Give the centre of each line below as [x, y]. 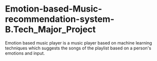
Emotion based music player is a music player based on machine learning [78, 43]
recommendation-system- [60, 19]
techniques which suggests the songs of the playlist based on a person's [78, 48]
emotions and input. [25, 53]
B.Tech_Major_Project [51, 30]
